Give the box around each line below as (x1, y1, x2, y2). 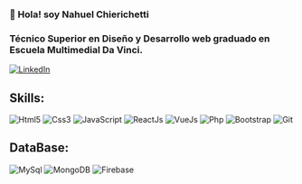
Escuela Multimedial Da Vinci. (9, 43, 143, 56)
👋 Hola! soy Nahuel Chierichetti (9, 8, 149, 21)
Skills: (9, 90, 45, 106)
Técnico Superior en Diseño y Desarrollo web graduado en (9, 32, 270, 44)
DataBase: (9, 140, 70, 156)
